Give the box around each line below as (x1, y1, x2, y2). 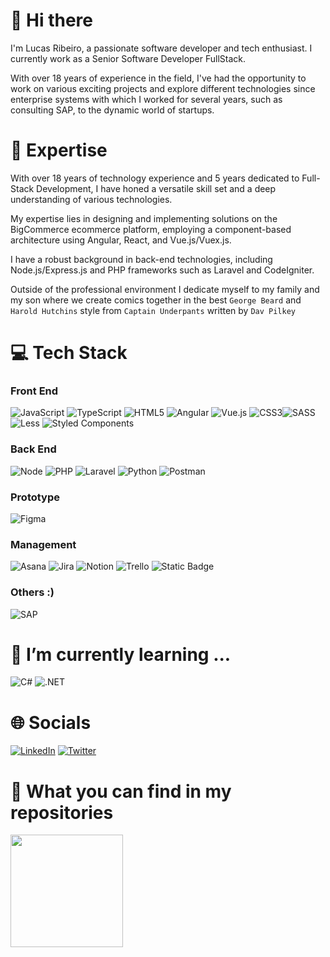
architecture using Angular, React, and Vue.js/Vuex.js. (10, 234, 232, 246)
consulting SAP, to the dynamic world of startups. (10, 104, 215, 116)
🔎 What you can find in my (10, 780, 232, 803)
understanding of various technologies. (10, 193, 173, 205)
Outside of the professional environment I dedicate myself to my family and (10, 283, 320, 295)
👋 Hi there (10, 9, 93, 32)
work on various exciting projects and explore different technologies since (10, 82, 316, 94)
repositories (10, 801, 114, 824)
